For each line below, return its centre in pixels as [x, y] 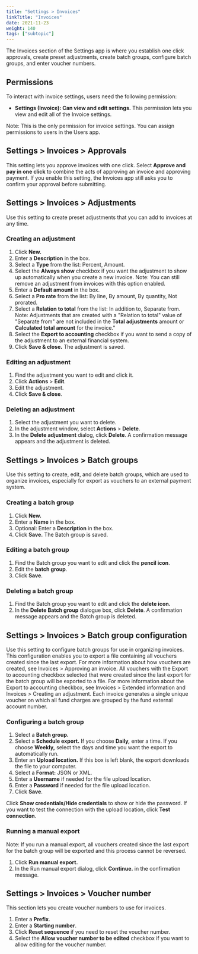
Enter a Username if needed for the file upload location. [83, 779]
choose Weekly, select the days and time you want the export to [94, 747]
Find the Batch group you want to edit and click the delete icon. [92, 604]
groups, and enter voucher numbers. [51, 64]
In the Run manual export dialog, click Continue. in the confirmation [98, 868]
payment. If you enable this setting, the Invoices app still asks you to [90, 178]
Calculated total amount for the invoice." [65, 327]
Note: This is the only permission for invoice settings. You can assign [90, 126]
